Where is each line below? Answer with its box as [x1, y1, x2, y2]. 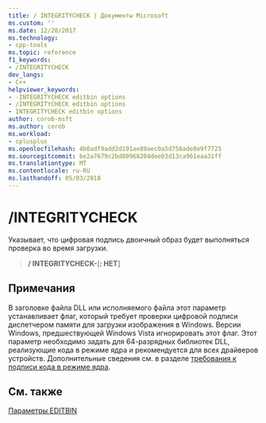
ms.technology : [8, 33, 59, 42]
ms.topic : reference [8, 49, 77, 56]
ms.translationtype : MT [8, 160, 87, 168]
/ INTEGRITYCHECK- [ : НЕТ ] [27, 258, 121, 268]
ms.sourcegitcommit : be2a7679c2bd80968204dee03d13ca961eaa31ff [8, 152, 222, 160]
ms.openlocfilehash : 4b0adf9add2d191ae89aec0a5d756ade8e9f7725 [8, 145, 222, 153]
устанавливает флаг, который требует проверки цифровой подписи [8, 311, 238, 320]
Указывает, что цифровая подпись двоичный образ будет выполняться [8, 235, 250, 244]
